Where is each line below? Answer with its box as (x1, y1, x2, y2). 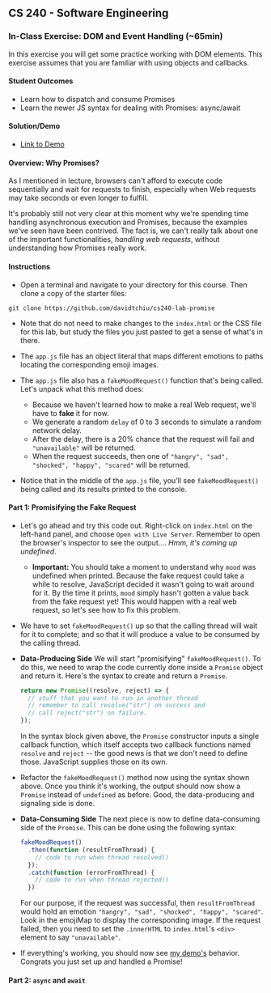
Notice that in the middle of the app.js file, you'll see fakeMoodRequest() (19, 475, 259, 485)
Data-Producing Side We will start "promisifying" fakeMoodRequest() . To (19, 653, 261, 663)
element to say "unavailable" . (19, 932, 121, 942)
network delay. (32, 425, 83, 435)
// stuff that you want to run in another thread (28, 694, 198, 702)
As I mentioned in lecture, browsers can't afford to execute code (8, 176, 223, 185)
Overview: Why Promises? (8, 158, 100, 168)
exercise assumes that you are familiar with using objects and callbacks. (8, 57, 249, 67)
